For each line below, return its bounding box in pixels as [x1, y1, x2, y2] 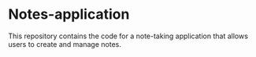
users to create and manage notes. [8, 39, 122, 48]
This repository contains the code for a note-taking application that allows [8, 31, 248, 41]
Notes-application [8, 5, 130, 23]
